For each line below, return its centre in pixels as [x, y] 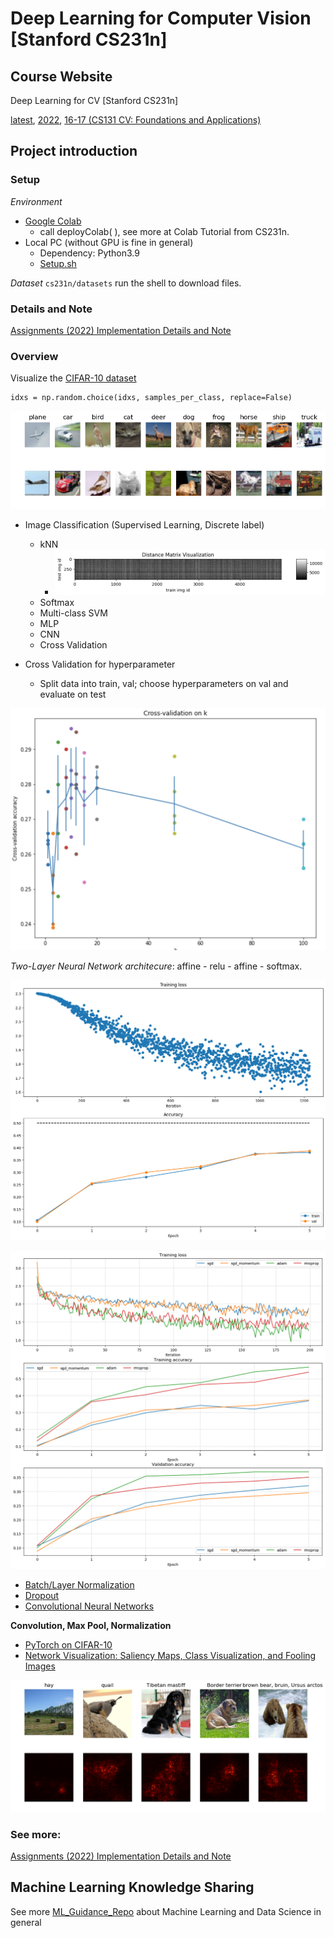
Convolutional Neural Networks [89, 1606]
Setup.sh [58, 263]
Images [40, 1666]
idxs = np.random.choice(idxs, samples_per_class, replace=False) [151, 398]
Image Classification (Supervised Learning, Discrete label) [144, 524]
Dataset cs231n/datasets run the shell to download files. [126, 283]
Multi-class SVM [73, 613]
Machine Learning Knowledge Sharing [132, 1887]
